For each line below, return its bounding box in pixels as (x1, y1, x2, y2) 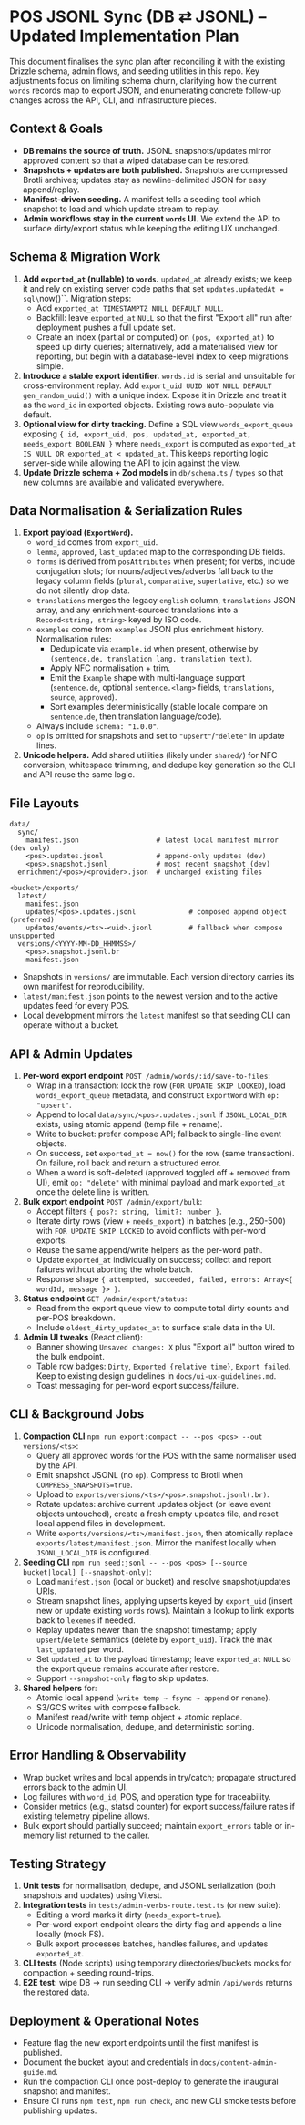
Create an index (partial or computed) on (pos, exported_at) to (36, 331, 275, 343)
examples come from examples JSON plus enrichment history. (36, 624, 264, 635)
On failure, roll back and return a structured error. (36, 1157, 221, 1168)
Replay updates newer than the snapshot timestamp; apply (36, 1624, 258, 1635)
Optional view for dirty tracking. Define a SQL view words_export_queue (22, 418, 294, 429)
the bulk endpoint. (36, 1351, 105, 1361)
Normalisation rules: (36, 633, 112, 644)
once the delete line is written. (36, 1186, 150, 1197)
